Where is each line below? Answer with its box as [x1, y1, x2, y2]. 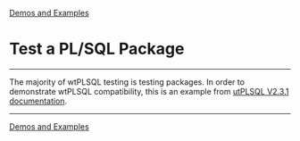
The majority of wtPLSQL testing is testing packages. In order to [9, 76, 246, 87]
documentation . [9, 95, 68, 106]
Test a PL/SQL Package [9, 39, 185, 59]
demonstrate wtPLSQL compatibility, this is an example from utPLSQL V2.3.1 [9, 86, 289, 96]
